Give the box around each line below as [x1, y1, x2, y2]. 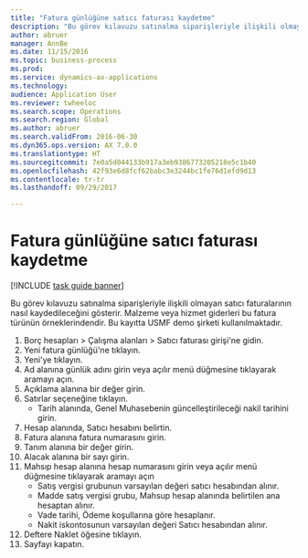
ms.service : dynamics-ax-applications [10, 73, 158, 82]
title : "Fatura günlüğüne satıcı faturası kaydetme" [10, 13, 216, 23]
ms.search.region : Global [10, 115, 109, 124]
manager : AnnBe [10, 38, 69, 48]
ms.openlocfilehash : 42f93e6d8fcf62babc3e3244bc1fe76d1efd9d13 [10, 166, 257, 175]
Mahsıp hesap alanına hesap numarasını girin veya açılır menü [23, 461, 258, 472]
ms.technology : [10, 81, 69, 90]
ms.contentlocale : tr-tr [10, 174, 105, 184]
